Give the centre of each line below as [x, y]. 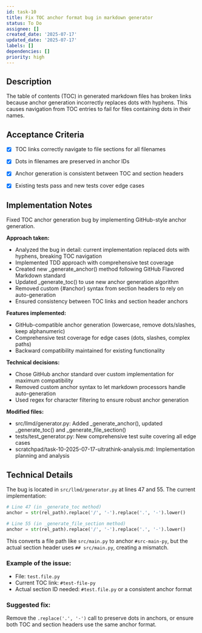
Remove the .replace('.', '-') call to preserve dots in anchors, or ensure [100, 618]
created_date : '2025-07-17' [42, 35]
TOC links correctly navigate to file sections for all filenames [90, 149]
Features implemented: [36, 313]
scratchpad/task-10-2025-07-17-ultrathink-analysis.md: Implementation [105, 449]
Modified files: [25, 412]
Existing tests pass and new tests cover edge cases [79, 186]
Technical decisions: [33, 362]
